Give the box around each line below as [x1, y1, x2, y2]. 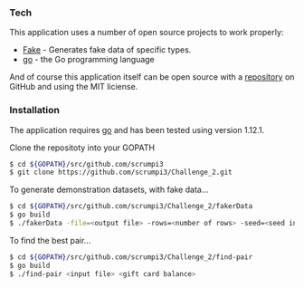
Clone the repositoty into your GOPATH [9, 142, 156, 153]
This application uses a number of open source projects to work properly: [9, 27, 284, 38]
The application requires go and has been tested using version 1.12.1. [9, 124, 265, 135]
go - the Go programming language [22, 54, 156, 65]
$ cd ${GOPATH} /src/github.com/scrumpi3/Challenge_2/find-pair [9, 252, 253, 262]
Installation [9, 104, 61, 117]
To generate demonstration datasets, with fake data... [9, 184, 209, 196]
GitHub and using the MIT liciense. [9, 82, 138, 92]
